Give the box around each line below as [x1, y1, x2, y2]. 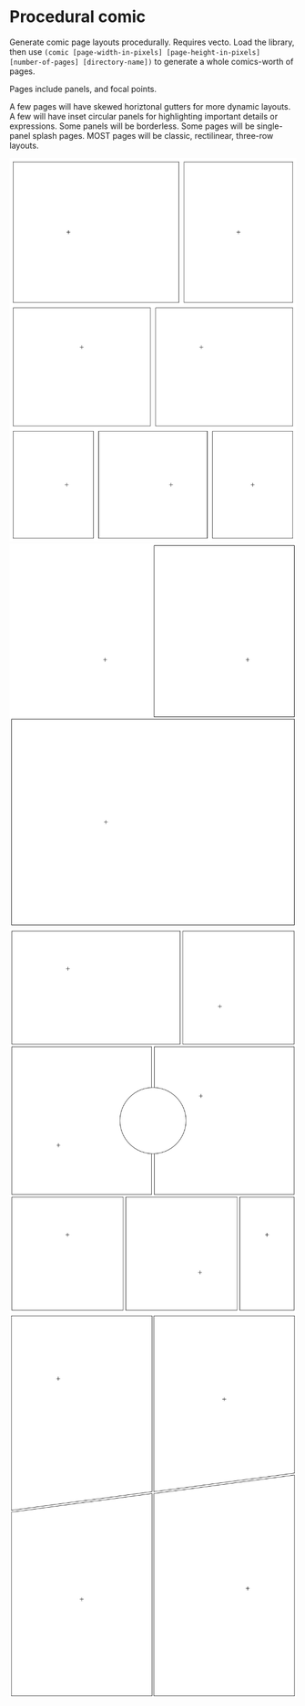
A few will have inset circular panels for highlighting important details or [9, 111, 279, 121]
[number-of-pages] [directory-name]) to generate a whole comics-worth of [9, 56, 294, 67]
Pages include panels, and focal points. [9, 83, 158, 94]
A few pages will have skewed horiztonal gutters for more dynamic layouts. [9, 100, 291, 111]
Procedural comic [9, 6, 147, 27]
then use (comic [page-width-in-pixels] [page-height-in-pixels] [9, 46, 261, 57]
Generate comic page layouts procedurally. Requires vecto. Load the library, [9, 37, 295, 47]
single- [256, 121, 283, 132]
